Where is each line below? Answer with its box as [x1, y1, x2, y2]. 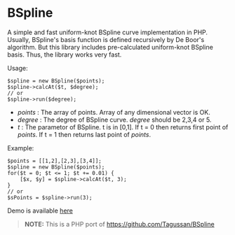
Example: [7, 143, 34, 152]
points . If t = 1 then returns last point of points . [17, 130, 152, 138]
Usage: [7, 64, 28, 72]
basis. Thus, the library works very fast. [7, 50, 122, 59]
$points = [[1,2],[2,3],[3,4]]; [7, 157, 102, 164]
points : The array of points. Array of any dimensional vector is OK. [17, 108, 210, 116]
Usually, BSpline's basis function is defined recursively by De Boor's [7, 35, 205, 43]
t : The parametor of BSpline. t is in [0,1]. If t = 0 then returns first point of [17, 122, 229, 131]
